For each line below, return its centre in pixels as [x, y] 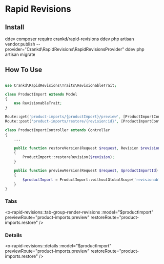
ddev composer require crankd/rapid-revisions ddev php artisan [70, 39]
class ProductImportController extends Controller [58, 130]
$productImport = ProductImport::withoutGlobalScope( [78, 180]
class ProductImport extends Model [41, 94]
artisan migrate [20, 54]
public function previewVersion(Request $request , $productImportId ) [86, 171]
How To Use [24, 70]
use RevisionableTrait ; [38, 103]
